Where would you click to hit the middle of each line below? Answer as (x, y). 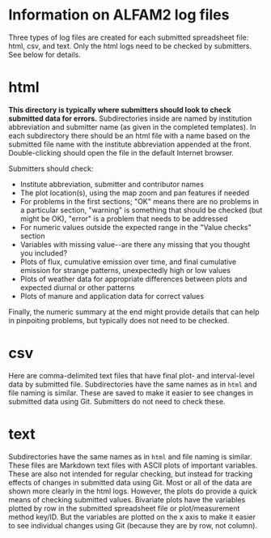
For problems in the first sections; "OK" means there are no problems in (140, 201)
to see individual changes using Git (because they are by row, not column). (133, 525)
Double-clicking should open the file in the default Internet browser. (121, 152)
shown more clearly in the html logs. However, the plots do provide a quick (133, 491)
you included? (43, 253)
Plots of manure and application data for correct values (112, 296)
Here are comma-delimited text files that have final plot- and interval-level (131, 375)
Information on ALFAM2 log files (119, 15)
